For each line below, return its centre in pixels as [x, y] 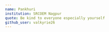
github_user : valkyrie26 [30, 22]
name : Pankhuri [20, 9]
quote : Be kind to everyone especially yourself [55, 18]
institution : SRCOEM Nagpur [33, 14]
